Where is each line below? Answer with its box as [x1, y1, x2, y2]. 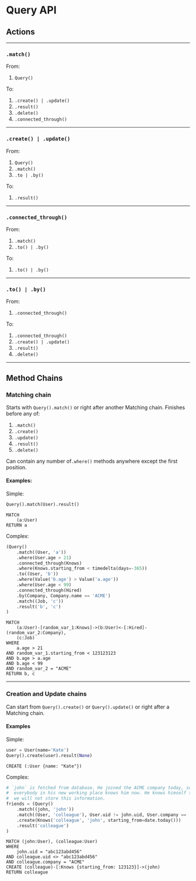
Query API [6, 4, 57, 17]
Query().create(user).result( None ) [6, 752, 93, 758]
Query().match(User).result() [6, 501, 80, 508]
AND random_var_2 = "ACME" [6, 666, 72, 672]
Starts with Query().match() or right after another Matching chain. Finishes [6, 404, 185, 411]
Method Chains [6, 373, 63, 383]
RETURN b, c [6, 671, 35, 677]
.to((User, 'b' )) [16, 571, 59, 577]
